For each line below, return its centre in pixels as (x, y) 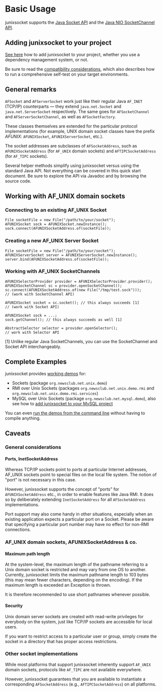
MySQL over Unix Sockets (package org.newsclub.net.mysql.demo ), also (84, 398)
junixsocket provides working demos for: (46, 373)
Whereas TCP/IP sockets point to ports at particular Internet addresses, (76, 470)
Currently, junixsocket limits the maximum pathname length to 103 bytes (77, 575)
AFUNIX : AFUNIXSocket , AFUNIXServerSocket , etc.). (54, 136)
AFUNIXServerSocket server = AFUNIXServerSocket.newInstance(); (71, 255)
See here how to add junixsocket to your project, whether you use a (73, 54)
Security (14, 606)
